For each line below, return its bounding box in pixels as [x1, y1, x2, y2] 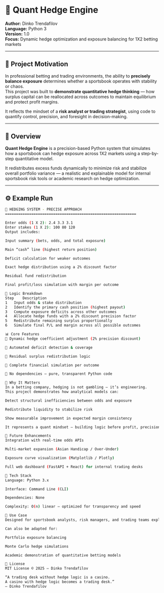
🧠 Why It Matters [5, 380, 41, 385]
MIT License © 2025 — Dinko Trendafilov [5, 566, 89, 571]
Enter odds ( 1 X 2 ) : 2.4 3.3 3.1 [5, 221, 73, 225]
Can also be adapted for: [5, 526, 58, 531]
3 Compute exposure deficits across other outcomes [5, 309, 117, 314]
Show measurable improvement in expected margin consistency [5, 416, 132, 421]
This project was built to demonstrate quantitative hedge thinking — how [5, 88, 155, 94]
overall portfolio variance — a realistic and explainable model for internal [5, 170, 151, 176]
